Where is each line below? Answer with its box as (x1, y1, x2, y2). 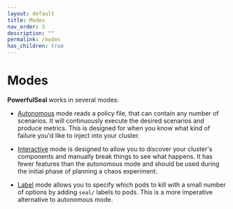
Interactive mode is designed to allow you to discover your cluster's (17, 144, 213, 153)
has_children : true (7, 42, 64, 49)
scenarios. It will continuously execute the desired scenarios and (17, 116, 204, 125)
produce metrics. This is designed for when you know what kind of (17, 123, 211, 132)
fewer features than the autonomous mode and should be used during (17, 160, 220, 168)
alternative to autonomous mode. (17, 195, 113, 203)
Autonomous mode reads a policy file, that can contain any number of (17, 109, 219, 117)
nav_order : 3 (7, 23, 45, 30)
